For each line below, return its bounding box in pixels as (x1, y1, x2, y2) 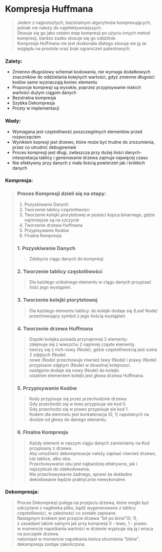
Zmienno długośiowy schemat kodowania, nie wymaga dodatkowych (12, 69, 151, 75)
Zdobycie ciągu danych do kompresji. (29, 256, 105, 262)
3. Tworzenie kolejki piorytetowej (17, 297, 98, 304)
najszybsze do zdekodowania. (29, 466, 90, 472)
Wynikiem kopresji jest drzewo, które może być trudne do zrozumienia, (12, 139, 155, 145)
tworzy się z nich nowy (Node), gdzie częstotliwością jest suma (29, 346, 157, 353)
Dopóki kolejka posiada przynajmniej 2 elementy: (29, 336, 128, 342)
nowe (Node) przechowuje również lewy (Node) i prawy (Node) (29, 357, 157, 363)
